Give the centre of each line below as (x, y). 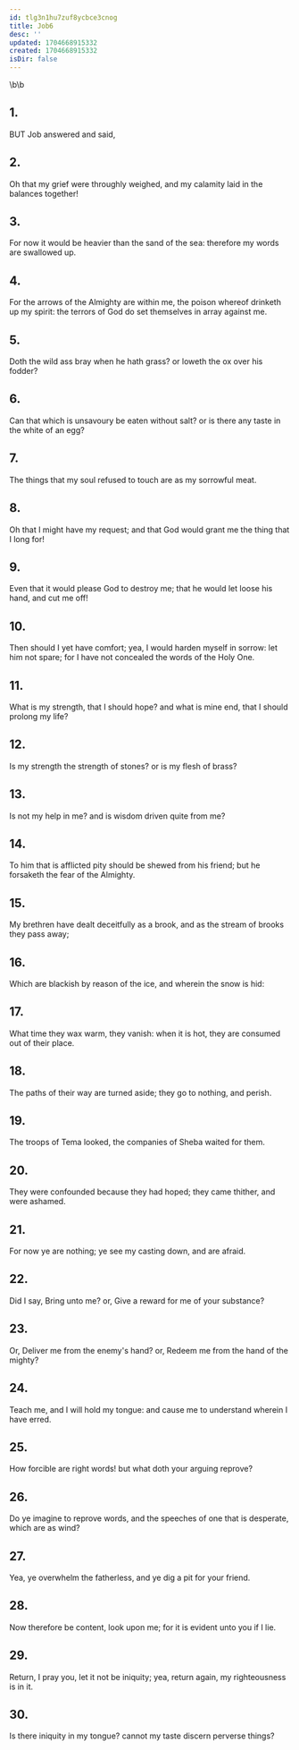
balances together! (44, 193)
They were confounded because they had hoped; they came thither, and (142, 1192)
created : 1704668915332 (54, 51)
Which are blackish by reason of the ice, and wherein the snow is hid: (137, 984)
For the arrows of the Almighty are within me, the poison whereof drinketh (145, 302)
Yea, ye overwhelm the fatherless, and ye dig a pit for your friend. (130, 1577)
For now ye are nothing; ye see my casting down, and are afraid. (128, 1251)
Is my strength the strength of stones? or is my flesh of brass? (123, 766)
